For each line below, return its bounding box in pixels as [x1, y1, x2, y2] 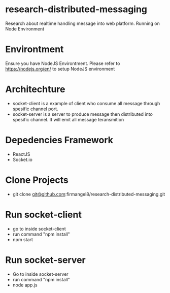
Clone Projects [5, 174, 69, 186]
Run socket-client [5, 209, 82, 220]
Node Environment [5, 25, 45, 31]
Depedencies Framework [5, 135, 113, 146]
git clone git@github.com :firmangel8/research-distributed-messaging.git [12, 191, 165, 197]
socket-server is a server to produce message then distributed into [12, 111, 153, 117]
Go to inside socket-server [12, 271, 69, 277]
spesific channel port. [12, 106, 58, 112]
